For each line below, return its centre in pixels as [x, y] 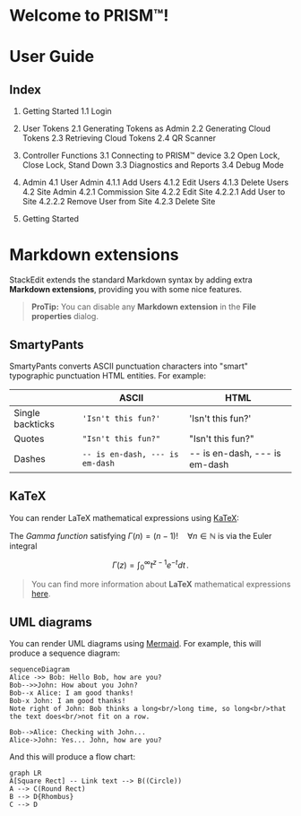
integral [23, 546]
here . [41, 594]
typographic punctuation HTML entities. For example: [107, 375]
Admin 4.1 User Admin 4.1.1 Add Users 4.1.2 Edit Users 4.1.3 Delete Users [155, 182]
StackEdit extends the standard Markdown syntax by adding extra [131, 280]
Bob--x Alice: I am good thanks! [72, 693]
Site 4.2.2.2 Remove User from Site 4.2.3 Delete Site [119, 202]
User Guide [52, 57]
